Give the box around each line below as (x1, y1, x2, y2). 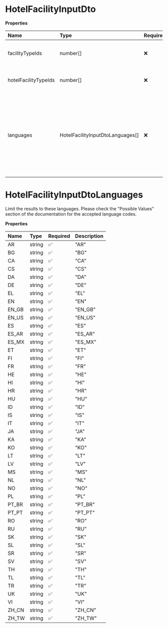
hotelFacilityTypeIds (7, 76, 55, 83)
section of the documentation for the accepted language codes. (5, 211, 137, 217)
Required (48, 232, 70, 239)
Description (74, 232, 103, 239)
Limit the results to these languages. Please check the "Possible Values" (5, 205, 154, 211)
